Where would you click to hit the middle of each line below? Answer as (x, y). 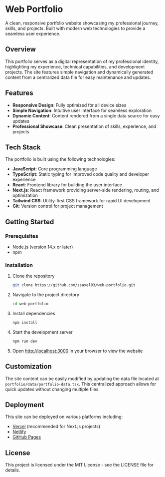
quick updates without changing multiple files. (52, 389)
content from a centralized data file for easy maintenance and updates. (78, 77)
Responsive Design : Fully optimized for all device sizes (69, 105)
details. (13, 470)
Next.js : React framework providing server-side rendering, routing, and (86, 190)
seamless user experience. (33, 33)
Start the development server (43, 332)
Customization (29, 366)
